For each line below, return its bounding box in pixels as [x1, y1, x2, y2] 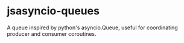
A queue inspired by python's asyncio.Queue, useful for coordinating [7, 24, 179, 31]
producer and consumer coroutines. [7, 30, 97, 37]
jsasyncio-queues [7, 4, 100, 18]
